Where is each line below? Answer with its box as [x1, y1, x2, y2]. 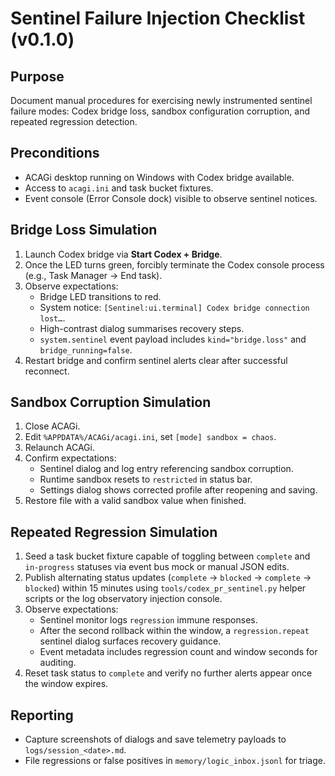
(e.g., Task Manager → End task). [24, 269, 163, 281]
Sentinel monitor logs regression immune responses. [39, 614, 258, 626]
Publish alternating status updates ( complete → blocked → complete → [24, 572, 312, 584]
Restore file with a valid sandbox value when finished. [24, 495, 247, 507]
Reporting [10, 707, 74, 724]
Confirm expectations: [24, 452, 117, 464]
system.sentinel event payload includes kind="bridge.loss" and [39, 333, 307, 345]
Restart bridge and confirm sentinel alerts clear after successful [24, 354, 288, 366]
